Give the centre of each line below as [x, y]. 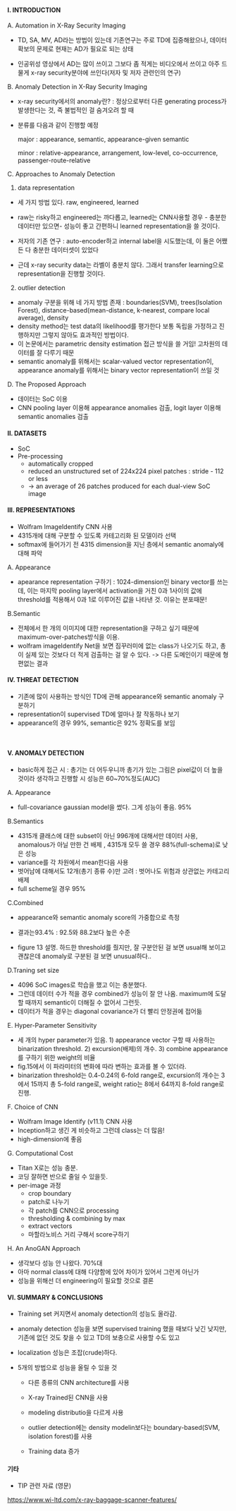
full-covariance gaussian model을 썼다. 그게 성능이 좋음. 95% [105, 807]
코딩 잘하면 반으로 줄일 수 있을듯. [62, 1177]
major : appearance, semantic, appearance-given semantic [103, 139]
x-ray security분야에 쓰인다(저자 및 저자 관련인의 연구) [106, 73]
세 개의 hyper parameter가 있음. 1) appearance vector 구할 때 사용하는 [116, 1040]
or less [38, 479]
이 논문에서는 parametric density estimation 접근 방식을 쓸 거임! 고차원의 [119, 344]
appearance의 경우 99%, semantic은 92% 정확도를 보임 [96, 722]
